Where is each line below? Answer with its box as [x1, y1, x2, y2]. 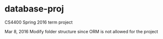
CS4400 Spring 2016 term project [4, 19, 73, 25]
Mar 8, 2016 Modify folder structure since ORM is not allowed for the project [4, 28, 159, 34]
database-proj [4, 3, 64, 14]
